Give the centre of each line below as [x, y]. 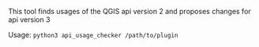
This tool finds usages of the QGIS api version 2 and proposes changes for [129, 11]
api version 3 [29, 20]
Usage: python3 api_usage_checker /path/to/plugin [93, 35]
